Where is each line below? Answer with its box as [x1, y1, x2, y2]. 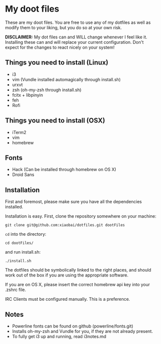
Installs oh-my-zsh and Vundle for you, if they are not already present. [12, 328, 153, 334]
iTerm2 [12, 129, 27, 135]
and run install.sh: [5, 249, 41, 255]
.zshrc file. [5, 287, 26, 292]
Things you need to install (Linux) [5, 58, 108, 67]
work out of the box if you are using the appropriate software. [5, 272, 129, 278]
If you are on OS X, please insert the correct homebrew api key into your [5, 282, 150, 288]
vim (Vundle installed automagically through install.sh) [12, 76, 121, 82]
